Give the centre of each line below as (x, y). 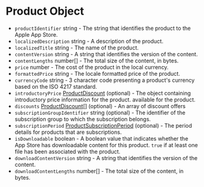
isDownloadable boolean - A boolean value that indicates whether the (101, 138)
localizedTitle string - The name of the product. (76, 48)
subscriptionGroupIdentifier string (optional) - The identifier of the (100, 112)
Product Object (45, 11)
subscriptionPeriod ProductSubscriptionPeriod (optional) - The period (103, 125)
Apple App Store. (36, 34)
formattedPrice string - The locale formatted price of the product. (97, 73)
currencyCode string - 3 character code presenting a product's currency (104, 80)
